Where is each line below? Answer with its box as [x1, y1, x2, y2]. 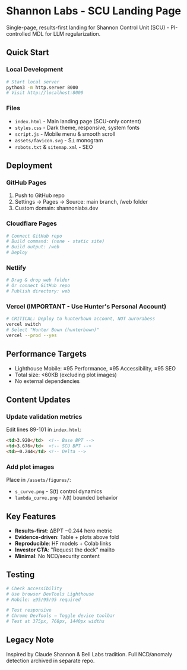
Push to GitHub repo [14, 192, 65, 199]
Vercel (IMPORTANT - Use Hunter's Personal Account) [6, 302, 167, 310]
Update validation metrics [6, 412, 83, 420]
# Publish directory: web [6, 288, 70, 294]
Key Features [6, 511, 56, 522]
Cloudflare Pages [6, 219, 58, 228]
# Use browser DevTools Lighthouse [6, 591, 94, 597]
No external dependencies [14, 377, 80, 385]
